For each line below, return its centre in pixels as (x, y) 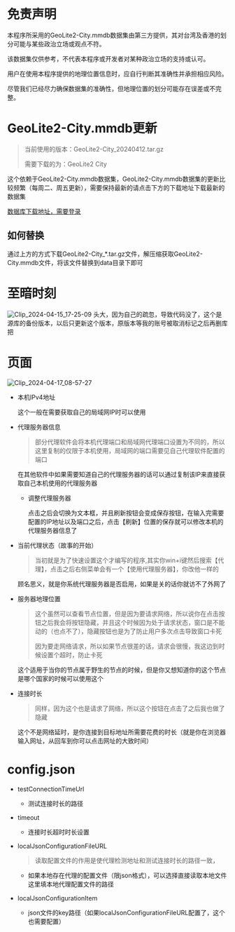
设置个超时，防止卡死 (72, 655)
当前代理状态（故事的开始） (57, 545)
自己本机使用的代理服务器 (60, 483)
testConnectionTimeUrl (51, 789)
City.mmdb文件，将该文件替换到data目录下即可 (75, 262)
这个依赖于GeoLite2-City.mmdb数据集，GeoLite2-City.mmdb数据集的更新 (113, 179)
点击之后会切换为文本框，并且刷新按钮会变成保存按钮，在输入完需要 (126, 513)
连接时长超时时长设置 (58, 832)
